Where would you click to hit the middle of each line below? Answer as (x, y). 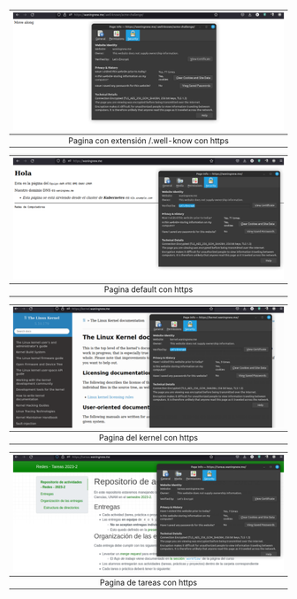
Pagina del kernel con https (148, 437)
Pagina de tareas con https (148, 582)
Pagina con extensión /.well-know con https (148, 140)
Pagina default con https (148, 289)
